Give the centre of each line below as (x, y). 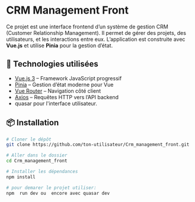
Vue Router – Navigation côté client (58, 91)
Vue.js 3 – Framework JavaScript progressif (68, 78)
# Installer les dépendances (42, 172)
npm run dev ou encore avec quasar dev (58, 193)
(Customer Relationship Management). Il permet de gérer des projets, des (96, 32)
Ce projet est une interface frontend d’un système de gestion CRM (87, 27)
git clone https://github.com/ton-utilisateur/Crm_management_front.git (98, 145)
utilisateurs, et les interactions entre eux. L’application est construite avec (96, 39)
